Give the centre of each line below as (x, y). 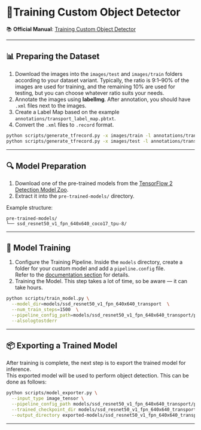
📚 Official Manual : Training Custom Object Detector (71, 29)
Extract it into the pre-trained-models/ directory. (74, 196)
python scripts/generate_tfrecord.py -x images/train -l (79, 136)
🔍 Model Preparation (46, 166)
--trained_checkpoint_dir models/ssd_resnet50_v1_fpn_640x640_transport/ (105, 409)
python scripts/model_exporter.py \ (52, 393)
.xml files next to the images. (51, 105)
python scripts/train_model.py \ (48, 299)
